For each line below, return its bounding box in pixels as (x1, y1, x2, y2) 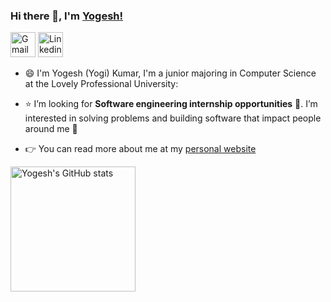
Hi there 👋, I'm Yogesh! (10, 9, 124, 23)
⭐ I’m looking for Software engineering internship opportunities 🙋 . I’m (24, 98, 318, 110)
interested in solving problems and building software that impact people (24, 112, 322, 124)
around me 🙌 (24, 123, 78, 135)
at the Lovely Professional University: (24, 78, 179, 90)
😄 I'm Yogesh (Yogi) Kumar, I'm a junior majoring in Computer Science (24, 67, 317, 79)
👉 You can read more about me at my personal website (24, 143, 257, 155)
